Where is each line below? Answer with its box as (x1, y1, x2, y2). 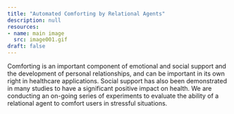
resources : (7, 23, 39, 30)
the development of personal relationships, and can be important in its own (7, 69, 226, 78)
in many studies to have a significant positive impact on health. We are (7, 85, 212, 92)
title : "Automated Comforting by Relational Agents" (7, 10, 166, 17)
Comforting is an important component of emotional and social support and (7, 62, 227, 70)
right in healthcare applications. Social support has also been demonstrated (7, 77, 228, 85)
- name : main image (7, 29, 65, 37)
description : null (7, 17, 61, 24)
